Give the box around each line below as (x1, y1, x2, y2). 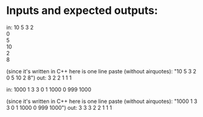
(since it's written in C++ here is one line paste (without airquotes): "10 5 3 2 (6, 67, 197, 75)
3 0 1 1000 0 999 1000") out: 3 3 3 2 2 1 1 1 (6, 104, 112, 111)
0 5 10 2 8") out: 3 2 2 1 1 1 (6, 74, 72, 81)
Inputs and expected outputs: (6, 4, 158, 18)
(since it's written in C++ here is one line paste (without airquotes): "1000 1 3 (6, 98, 198, 105)
